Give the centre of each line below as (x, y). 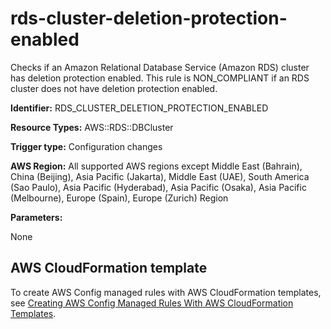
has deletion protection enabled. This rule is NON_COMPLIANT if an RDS (160, 78)
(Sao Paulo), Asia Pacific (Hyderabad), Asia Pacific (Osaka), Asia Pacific (158, 187)
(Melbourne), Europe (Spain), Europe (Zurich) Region (119, 198)
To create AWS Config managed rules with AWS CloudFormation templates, (166, 292)
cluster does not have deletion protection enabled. (114, 88)
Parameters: (36, 217)
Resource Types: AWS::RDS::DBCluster (92, 127)
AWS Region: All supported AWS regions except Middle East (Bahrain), (156, 166)
